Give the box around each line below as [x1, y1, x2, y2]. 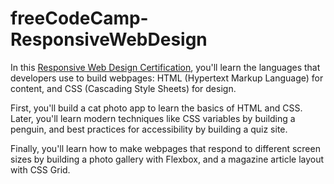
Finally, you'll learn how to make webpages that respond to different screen [10, 142, 321, 154]
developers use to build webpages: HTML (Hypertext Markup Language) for [10, 72, 324, 84]
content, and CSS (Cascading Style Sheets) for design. [10, 82, 237, 94]
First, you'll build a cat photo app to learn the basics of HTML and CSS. [10, 102, 303, 114]
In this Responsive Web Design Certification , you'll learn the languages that [10, 61, 321, 73]
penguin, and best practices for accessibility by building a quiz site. [10, 123, 288, 135]
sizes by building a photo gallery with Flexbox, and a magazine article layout [10, 153, 325, 165]
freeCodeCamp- [10, 7, 149, 30]
